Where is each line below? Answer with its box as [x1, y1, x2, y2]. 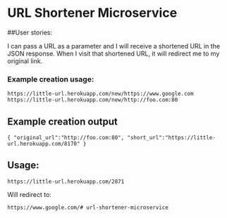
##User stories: [7, 28, 53, 37]
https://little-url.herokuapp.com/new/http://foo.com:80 [7, 96, 178, 103]
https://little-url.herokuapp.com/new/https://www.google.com [7, 90, 194, 98]
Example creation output [7, 115, 118, 127]
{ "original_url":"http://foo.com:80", [7, 134, 125, 141]
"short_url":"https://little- [127, 134, 216, 141]
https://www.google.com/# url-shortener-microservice [7, 204, 169, 211]
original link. [7, 56, 43, 65]
